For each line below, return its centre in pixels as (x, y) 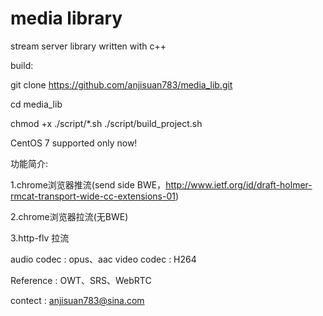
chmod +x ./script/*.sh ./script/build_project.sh (106, 123)
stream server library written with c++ (88, 46)
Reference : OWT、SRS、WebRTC (81, 280)
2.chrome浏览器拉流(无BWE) (69, 216)
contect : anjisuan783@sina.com (77, 300)
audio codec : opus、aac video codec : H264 (103, 259)
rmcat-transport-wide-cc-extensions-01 (93, 196)
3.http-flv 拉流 (40, 238)
